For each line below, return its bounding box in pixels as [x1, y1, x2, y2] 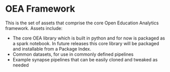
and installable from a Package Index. [12, 46, 91, 52]
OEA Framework [5, 3, 75, 15]
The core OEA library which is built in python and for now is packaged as [12, 35, 165, 41]
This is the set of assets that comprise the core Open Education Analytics [5, 20, 159, 26]
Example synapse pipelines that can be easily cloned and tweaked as [12, 56, 158, 62]
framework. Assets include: [5, 25, 62, 31]
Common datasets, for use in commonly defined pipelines [12, 51, 133, 57]
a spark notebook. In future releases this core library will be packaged [12, 40, 159, 46]
